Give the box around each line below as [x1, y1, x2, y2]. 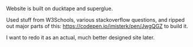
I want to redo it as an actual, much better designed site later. [6, 34, 155, 41]
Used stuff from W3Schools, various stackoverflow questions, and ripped [6, 16, 185, 23]
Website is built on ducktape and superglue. [6, 5, 113, 12]
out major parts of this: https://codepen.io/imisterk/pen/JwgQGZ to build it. [6, 23, 188, 29]
